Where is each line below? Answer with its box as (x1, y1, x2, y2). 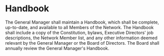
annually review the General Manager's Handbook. (5, 45, 110, 51)
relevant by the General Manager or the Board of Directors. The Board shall (5, 40, 160, 46)
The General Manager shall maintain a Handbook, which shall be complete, (5, 19, 160, 25)
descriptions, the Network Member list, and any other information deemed (5, 35, 158, 41)
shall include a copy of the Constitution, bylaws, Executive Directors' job (5, 29, 154, 35)
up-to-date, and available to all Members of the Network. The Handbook (5, 24, 154, 30)
